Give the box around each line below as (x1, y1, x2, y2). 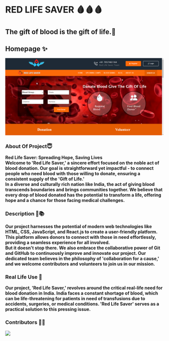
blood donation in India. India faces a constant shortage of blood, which (5, 290, 158, 296)
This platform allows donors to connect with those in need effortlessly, (5, 234, 156, 240)
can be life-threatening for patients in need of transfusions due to (5, 296, 145, 302)
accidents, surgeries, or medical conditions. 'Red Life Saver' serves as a (5, 301, 159, 307)
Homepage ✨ (5, 44, 48, 53)
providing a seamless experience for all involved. (5, 240, 110, 246)
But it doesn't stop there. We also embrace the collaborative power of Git (5, 245, 160, 251)
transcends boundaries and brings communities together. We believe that (5, 186, 163, 192)
